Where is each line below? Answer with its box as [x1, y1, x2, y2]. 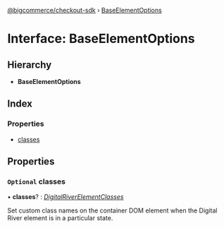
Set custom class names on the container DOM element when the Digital [7, 206, 218, 215]
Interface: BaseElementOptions [7, 31, 195, 47]
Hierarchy [7, 59, 52, 71]
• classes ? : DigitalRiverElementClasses [7, 193, 124, 201]
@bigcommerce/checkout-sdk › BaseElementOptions [7, 6, 162, 14]
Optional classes [7, 176, 66, 186]
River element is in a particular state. [7, 214, 113, 222]
